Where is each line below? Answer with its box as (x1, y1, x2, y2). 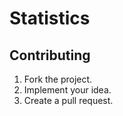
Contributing (9, 47, 91, 64)
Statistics (9, 7, 91, 30)
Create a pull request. (23, 95, 114, 106)
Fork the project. (23, 73, 93, 85)
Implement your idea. (23, 84, 112, 96)
